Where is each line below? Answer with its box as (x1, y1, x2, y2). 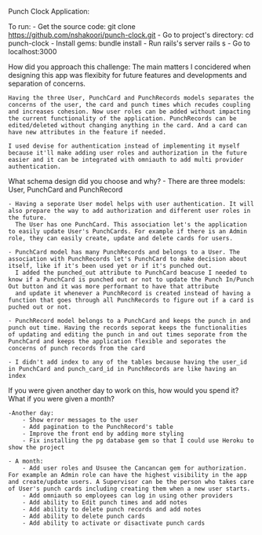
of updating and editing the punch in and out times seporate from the (8, 331, 247, 339)
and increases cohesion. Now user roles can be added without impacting (8, 108, 251, 115)
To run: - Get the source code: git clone (8, 22, 136, 31)
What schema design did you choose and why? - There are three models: (8, 177, 246, 185)
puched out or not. (8, 303, 72, 311)
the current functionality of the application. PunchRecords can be (8, 115, 237, 123)
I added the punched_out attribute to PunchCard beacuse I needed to (15, 269, 247, 277)
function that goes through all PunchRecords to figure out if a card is (8, 296, 255, 304)
